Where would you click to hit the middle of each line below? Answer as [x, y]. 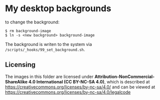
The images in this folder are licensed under [49, 77]
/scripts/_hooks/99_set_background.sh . [45, 49]
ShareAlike [16, 81]
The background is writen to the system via [49, 44]
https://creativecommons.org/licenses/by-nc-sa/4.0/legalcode [68, 92]
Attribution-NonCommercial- [125, 77]
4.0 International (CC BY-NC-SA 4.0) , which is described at [89, 81]
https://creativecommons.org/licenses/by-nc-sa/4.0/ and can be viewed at [80, 87]
